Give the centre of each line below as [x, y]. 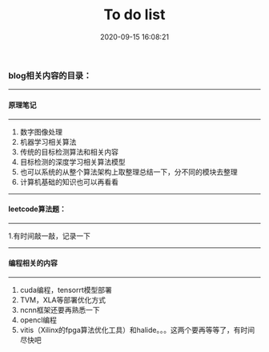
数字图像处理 [41, 132]
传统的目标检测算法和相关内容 [69, 152]
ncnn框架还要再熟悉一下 [60, 310]
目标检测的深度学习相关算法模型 [72, 162]
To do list [134, 15]
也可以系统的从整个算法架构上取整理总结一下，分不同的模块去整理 [128, 172]
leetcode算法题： [37, 209]
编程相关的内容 [33, 263]
